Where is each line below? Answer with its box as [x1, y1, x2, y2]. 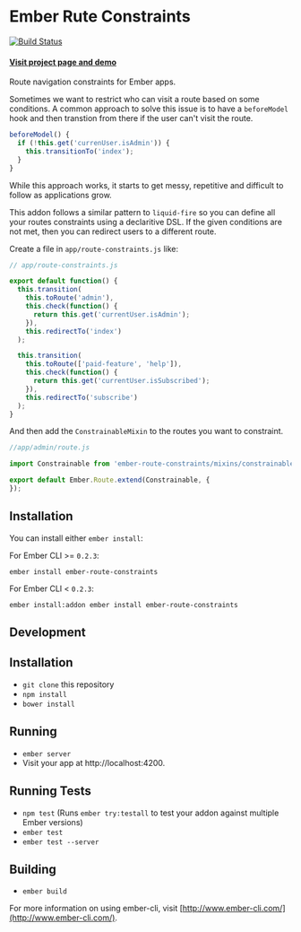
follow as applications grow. [9, 189, 112, 200]
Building [9, 861, 56, 876]
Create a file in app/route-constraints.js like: [9, 243, 179, 254]
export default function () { [9, 276, 118, 286]
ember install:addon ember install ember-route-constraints [9, 600, 239, 609]
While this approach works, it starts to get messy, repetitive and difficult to [9, 179, 284, 190]
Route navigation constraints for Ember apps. [9, 76, 176, 87]
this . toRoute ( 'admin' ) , [25, 293, 115, 302]
